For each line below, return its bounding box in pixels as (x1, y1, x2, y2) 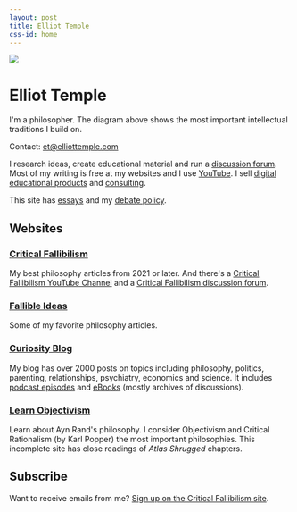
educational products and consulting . (9, 178, 146, 189)
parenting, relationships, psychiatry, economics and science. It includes (9, 372, 273, 382)
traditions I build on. (9, 124, 83, 135)
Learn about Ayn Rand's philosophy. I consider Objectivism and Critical (9, 424, 270, 434)
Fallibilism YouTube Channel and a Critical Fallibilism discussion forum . (9, 278, 269, 288)
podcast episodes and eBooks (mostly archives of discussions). (9, 382, 244, 392)
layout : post (9, 13, 58, 22)
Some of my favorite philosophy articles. (9, 320, 158, 331)
